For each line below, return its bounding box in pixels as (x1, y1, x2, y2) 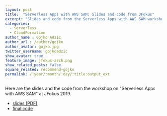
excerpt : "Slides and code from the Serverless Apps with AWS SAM (5, 16, 146, 21)
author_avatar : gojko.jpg (5, 44, 59, 49)
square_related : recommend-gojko (5, 67, 75, 72)
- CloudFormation (9, 30, 46, 35)
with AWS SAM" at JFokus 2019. (5, 90, 72, 97)
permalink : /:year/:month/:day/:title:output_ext (5, 72, 110, 77)
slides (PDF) (12, 100, 38, 106)
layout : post (5, 7, 32, 12)
